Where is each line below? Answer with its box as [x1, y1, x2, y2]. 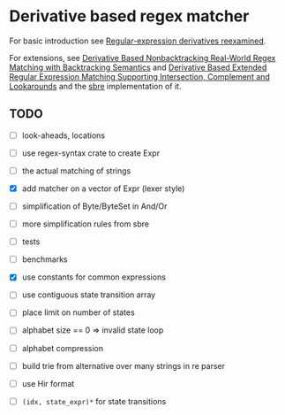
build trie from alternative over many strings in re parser [21, 360, 226, 371]
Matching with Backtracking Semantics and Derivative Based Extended [9, 62, 267, 73]
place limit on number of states [21, 307, 135, 318]
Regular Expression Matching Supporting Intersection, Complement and [9, 71, 271, 81]
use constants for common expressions [21, 272, 166, 282]
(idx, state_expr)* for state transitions [21, 396, 167, 406]
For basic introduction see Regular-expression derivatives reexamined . [9, 35, 266, 46]
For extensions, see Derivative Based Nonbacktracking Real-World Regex [9, 52, 276, 63]
